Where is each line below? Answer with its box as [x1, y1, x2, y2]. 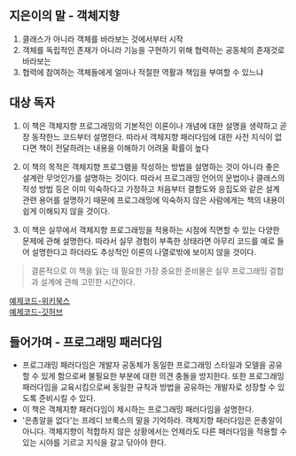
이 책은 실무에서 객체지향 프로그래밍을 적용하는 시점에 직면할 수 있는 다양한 [21, 224, 281, 235]
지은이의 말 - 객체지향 [9, 8, 120, 24]
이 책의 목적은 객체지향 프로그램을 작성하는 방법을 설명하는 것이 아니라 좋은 [21, 161, 281, 172]
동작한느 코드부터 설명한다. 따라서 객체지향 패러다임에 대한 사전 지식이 [31, 131, 273, 142]
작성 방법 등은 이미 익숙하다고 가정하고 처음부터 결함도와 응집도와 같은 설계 [21, 183, 281, 194]
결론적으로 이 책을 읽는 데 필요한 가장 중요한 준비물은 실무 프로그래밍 [30, 265, 268, 276]
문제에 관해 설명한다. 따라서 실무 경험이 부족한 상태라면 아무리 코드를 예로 [21, 236, 276, 246]
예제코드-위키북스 [9, 295, 71, 305]
